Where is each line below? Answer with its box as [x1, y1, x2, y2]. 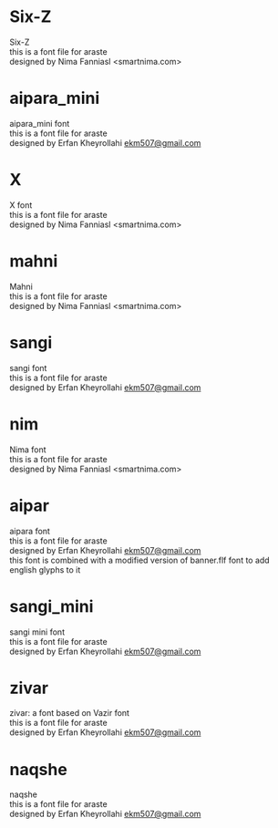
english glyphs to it [9, 564, 81, 575]
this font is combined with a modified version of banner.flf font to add [9, 554, 271, 565]
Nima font [9, 444, 47, 455]
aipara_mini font [9, 118, 70, 129]
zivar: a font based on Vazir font [9, 708, 130, 719]
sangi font [9, 362, 47, 373]
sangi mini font [9, 626, 66, 637]
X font [9, 199, 33, 211]
